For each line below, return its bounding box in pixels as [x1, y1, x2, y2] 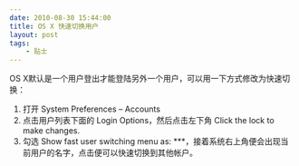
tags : [9, 38, 30, 48]
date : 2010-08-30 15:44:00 [9, 13, 111, 23]
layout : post [9, 30, 59, 39]
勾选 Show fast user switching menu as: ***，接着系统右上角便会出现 [22, 136, 281, 147]
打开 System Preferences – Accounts [22, 103, 161, 114]
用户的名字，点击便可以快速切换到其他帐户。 [30, 147, 198, 159]
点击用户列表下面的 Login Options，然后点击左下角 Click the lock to [22, 115, 275, 126]
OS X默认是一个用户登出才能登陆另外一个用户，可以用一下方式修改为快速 [9, 73, 283, 84]
